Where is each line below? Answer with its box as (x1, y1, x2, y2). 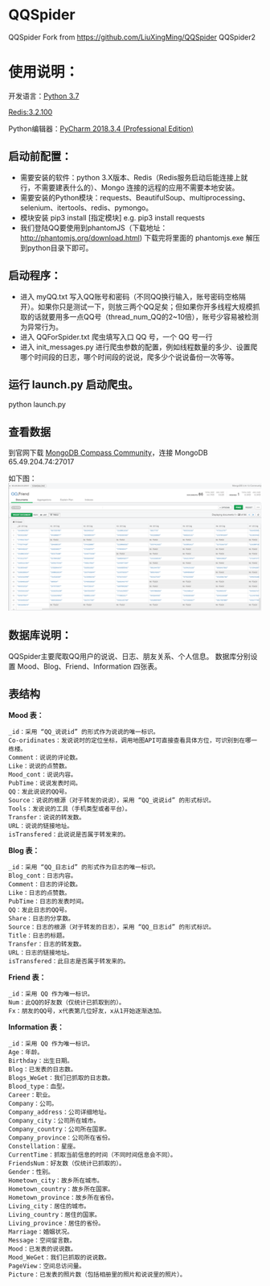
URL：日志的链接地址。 (8, 948, 74, 957)
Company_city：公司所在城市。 (8, 1116, 100, 1124)
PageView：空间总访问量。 (8, 1262, 86, 1270)
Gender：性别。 (8, 1168, 55, 1176)
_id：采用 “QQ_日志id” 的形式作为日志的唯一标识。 (8, 863, 159, 871)
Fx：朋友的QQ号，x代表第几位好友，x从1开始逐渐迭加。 (8, 1007, 166, 1015)
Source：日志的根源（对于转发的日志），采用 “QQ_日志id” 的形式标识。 (8, 923, 215, 931)
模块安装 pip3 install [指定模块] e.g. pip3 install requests (19, 212, 205, 222)
